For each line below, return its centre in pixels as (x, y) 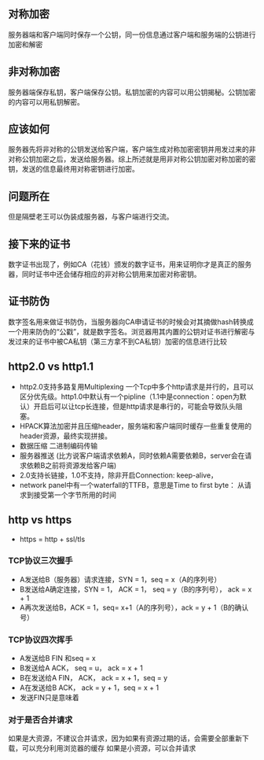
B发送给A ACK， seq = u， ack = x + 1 (81, 668)
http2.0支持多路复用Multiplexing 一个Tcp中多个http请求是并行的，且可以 (136, 386)
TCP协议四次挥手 (40, 640)
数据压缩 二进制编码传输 (59, 445)
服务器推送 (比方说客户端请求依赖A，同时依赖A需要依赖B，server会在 (132, 456)
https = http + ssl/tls (52, 539)
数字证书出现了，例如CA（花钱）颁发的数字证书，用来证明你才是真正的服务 (130, 264)
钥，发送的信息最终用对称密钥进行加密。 (73, 169)
